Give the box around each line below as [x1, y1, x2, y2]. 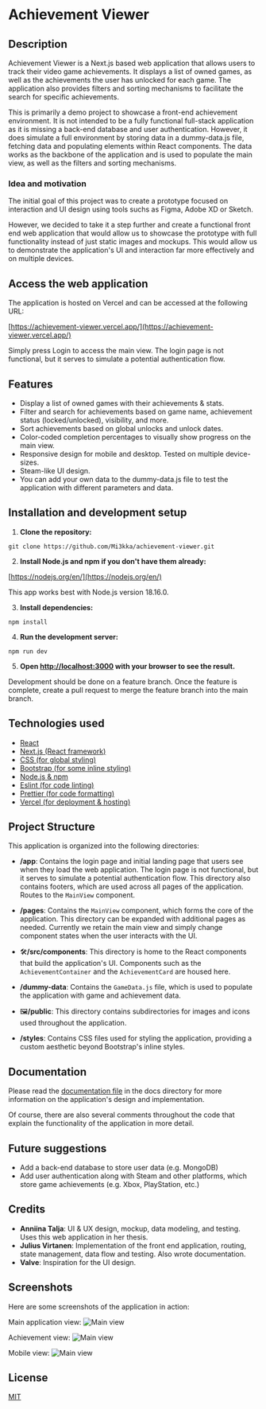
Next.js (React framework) [19, 746, 106, 756]
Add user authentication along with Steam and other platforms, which [19, 1171, 248, 1181]
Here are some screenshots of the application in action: [8, 1302, 190, 1311]
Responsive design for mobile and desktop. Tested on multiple [19, 449, 224, 458]
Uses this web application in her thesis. [19, 1232, 148, 1242]
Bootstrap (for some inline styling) [19, 763, 132, 773]
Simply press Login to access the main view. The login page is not [8, 346, 224, 356]
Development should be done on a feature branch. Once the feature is [8, 676, 237, 686]
